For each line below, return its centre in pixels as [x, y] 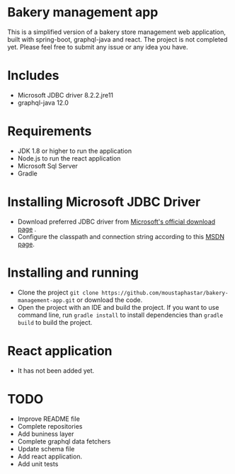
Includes [33, 76]
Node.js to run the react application [69, 158]
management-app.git [46, 300]
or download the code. [110, 300]
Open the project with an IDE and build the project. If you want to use [118, 307]
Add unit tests [38, 463]
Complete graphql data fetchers [64, 441]
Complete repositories [50, 426]
